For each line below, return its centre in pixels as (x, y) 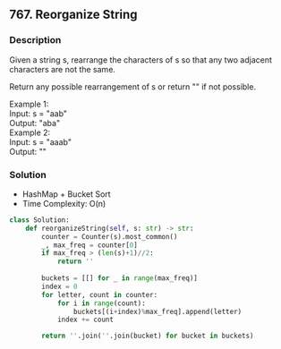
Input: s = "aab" (38, 113)
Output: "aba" (35, 123)
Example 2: (30, 132)
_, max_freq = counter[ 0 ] (90, 245)
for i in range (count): (101, 303)
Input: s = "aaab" (40, 141)
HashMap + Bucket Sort (66, 194)
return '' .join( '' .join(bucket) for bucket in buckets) (148, 336)
